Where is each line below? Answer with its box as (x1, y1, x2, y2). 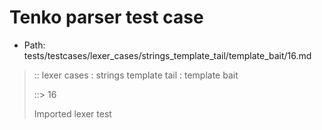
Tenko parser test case (9, 6, 204, 29)
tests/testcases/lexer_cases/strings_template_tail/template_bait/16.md (23, 49, 312, 61)
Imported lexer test (33, 107, 112, 120)
